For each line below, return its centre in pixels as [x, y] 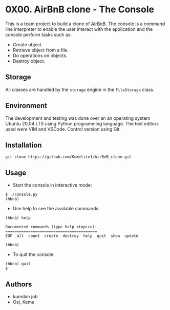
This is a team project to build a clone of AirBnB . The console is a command [85, 24]
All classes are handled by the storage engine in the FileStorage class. [80, 89]
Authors [19, 284]
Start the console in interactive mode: [52, 185]
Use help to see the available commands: [56, 209]
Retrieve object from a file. [41, 50]
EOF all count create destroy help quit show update [72, 236]
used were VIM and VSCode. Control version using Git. [63, 129]
